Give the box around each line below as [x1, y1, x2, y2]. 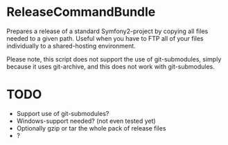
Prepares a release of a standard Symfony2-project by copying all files [6, 27, 209, 35]
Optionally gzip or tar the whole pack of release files [16, 124, 166, 132]
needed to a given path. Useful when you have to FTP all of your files [6, 34, 204, 42]
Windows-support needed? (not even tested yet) [16, 117, 157, 125]
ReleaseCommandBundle [6, 4, 156, 20]
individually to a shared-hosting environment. [6, 41, 136, 50]
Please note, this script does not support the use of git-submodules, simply [6, 55, 222, 63]
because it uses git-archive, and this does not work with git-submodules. [6, 62, 216, 70]
